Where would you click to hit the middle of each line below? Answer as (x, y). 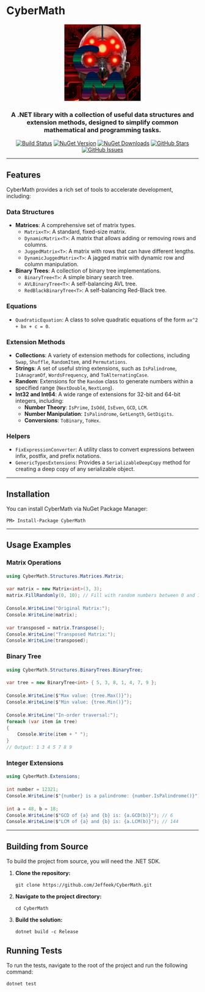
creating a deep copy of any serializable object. (75, 469)
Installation (28, 494)
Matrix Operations (34, 563)
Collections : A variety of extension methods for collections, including (103, 355)
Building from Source (47, 847)
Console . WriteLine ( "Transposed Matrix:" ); (61, 634)
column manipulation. (51, 265)
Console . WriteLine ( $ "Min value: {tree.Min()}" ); (69, 702)
